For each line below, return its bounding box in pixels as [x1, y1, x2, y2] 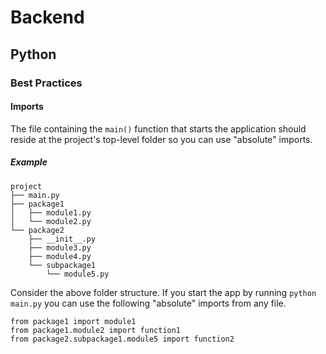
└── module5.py [46, 269, 110, 279]
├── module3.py [28, 242, 92, 253]
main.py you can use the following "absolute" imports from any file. [10, 297, 287, 309]
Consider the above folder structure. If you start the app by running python [10, 286, 317, 298]
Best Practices [10, 76, 83, 90]
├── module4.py [28, 251, 92, 261]
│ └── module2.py [10, 216, 92, 226]
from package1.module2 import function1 [10, 325, 182, 335]
